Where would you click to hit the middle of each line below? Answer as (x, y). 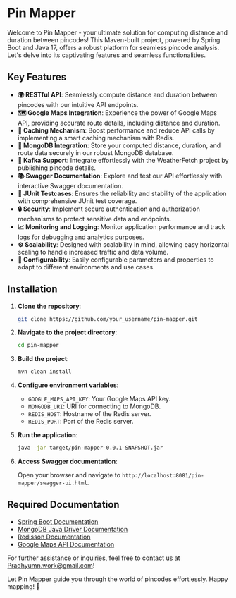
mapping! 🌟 (24, 586)
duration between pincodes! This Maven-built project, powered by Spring (114, 39)
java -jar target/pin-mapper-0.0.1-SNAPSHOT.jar (90, 448)
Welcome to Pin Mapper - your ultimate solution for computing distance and (117, 32)
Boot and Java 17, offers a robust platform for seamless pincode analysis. (113, 47)
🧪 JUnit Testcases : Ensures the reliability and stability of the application (122, 193)
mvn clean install (44, 372)
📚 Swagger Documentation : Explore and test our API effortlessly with (120, 176)
